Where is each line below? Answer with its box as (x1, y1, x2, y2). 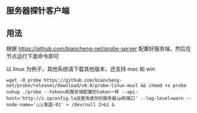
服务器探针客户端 (6, 5, 70, 16)
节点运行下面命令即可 (6, 53, 59, 60)
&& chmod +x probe (140, 83, 187, 89)
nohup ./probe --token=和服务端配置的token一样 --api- (6, 89, 138, 95)
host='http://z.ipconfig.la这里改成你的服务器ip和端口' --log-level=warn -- (6, 96, 192, 102)
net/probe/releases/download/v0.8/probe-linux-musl (6, 83, 138, 89)
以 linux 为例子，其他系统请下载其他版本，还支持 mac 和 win (6, 66, 155, 73)
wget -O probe (6, 78, 42, 84)
